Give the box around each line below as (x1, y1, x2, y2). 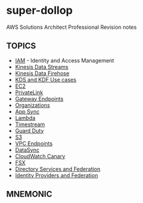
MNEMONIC (6, 189, 52, 199)
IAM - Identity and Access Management (14, 56, 115, 64)
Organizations (14, 101, 50, 109)
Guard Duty (14, 127, 44, 134)
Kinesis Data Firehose (14, 70, 69, 77)
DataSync (14, 146, 40, 153)
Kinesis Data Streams (14, 63, 69, 70)
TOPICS (6, 41, 36, 51)
